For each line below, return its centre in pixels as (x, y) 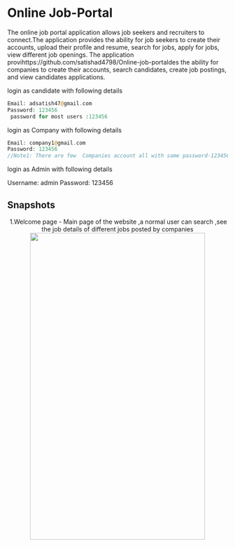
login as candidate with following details (65, 90)
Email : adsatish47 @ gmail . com (50, 103)
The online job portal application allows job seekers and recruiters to (106, 32)
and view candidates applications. (56, 77)
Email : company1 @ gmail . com (47, 143)
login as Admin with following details (60, 169)
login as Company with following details (65, 130)
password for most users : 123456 (59, 116)
